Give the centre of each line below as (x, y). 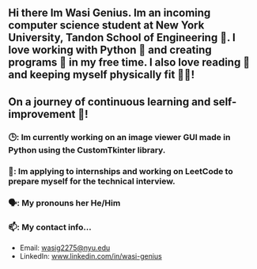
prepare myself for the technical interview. (92, 181)
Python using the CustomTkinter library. (87, 150)
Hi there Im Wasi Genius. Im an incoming (110, 13)
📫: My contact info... (50, 227)
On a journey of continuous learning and (110, 102)
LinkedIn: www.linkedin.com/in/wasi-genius (91, 256)
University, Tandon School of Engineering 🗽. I (122, 38)
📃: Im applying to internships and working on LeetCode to (121, 171)
